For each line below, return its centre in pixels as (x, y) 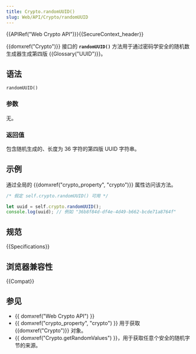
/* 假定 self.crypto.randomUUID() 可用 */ (57, 196)
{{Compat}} (20, 281)
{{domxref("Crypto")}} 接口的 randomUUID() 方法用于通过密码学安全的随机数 (98, 46)
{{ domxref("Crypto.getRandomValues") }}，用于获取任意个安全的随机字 (102, 337)
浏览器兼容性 (30, 267)
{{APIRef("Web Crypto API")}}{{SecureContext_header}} (75, 34)
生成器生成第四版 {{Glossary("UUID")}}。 (56, 53)
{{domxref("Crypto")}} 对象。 (50, 330)
